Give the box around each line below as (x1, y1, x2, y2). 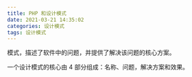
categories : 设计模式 (7, 22, 65, 29)
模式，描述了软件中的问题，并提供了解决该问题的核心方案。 (7, 48, 176, 57)
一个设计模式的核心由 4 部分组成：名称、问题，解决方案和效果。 (7, 63, 189, 72)
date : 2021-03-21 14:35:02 (7, 16, 84, 23)
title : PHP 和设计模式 (7, 10, 67, 17)
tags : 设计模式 (7, 29, 47, 36)
